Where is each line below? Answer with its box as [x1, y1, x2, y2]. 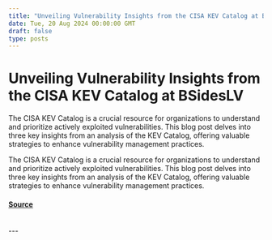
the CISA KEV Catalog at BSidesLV [8, 87, 244, 105]
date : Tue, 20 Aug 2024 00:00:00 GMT [8, 19, 136, 28]
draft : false [8, 27, 53, 35]
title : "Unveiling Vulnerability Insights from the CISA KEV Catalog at [8, 11, 259, 20]
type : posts [8, 34, 49, 43]
